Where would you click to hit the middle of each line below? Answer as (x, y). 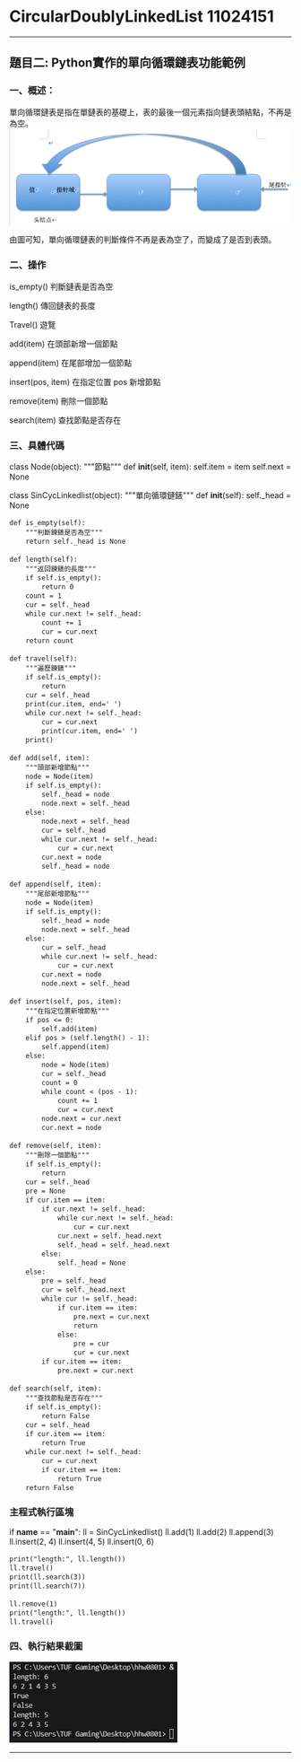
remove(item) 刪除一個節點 (59, 400)
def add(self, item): (50, 758)
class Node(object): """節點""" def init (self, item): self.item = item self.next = (150, 467)
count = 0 (60, 1083)
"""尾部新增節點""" (57, 894)
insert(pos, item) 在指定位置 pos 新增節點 (85, 381)
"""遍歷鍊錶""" (51, 669)
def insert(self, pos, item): (66, 1002)
